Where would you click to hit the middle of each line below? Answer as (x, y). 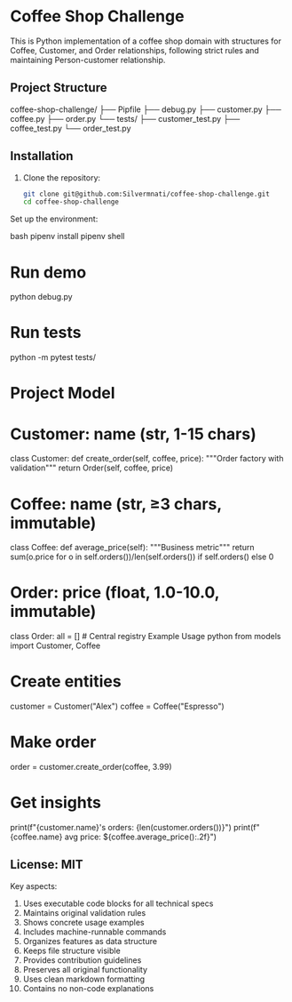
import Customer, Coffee (55, 645)
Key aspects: (34, 886)
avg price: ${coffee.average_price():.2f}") (140, 837)
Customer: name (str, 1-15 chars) (133, 434)
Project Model (63, 393)
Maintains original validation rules (84, 912)
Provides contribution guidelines (82, 960)
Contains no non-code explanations (88, 988)
